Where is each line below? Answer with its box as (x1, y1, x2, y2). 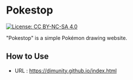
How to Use (6, 51, 49, 62)
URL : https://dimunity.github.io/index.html (14, 67, 117, 74)
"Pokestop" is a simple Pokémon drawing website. (6, 34, 128, 41)
